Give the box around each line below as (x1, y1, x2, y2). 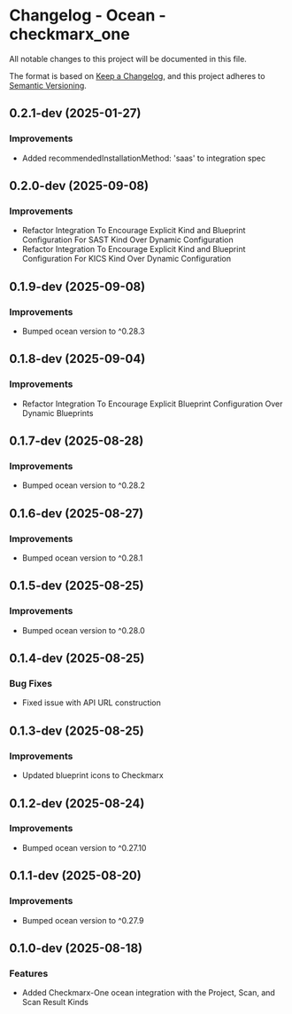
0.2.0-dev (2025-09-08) (9, 178, 149, 193)
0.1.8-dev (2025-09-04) (9, 351, 146, 366)
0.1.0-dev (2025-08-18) (9, 940, 143, 955)
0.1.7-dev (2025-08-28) (9, 434, 144, 449)
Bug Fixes (9, 678, 53, 690)
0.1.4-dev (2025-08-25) (9, 651, 145, 666)
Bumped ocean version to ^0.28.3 (21, 326, 145, 336)
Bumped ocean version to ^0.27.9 (21, 915, 144, 925)
